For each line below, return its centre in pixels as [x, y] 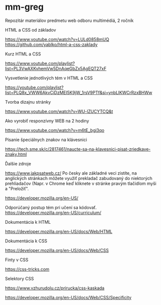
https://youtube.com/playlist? [34, 87]
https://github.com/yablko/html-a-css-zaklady [51, 44]
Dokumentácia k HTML [28, 222]
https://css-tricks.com [27, 269]
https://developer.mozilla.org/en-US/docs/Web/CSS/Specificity [68, 297]
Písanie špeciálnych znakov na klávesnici [46, 140]
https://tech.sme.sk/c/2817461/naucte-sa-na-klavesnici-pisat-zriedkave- [78, 149]
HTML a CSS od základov [31, 30]
